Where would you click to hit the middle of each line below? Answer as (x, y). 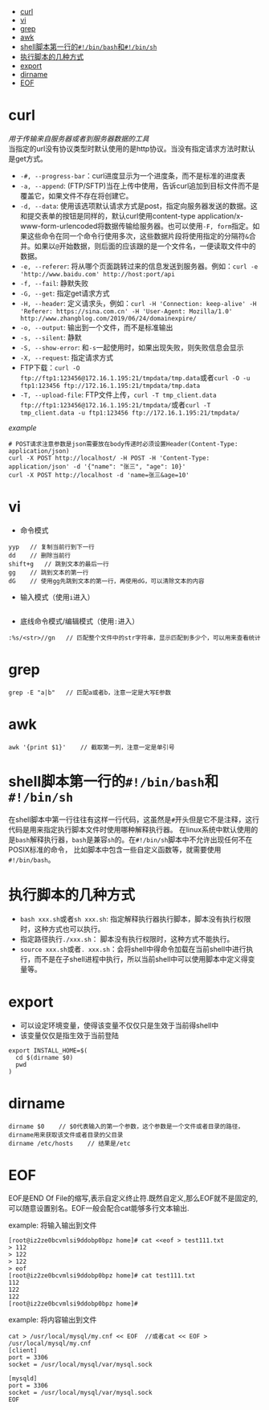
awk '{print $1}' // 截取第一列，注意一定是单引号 (92, 747)
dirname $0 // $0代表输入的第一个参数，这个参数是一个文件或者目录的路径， (126, 1126)
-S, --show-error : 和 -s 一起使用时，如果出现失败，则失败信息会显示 (132, 347)
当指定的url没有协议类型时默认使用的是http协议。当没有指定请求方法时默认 (132, 149)
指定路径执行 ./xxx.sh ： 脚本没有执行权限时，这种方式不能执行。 (127, 938)
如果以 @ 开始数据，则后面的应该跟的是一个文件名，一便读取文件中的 (145, 246)
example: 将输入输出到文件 (53, 1225)
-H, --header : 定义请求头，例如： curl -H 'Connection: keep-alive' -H (138, 303)
